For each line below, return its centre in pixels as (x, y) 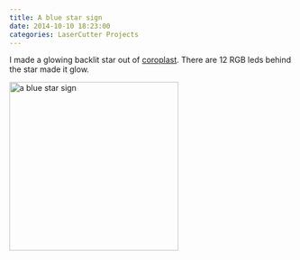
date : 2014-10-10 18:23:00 (60, 26)
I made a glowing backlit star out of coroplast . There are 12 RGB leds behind (150, 60)
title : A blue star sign (56, 18)
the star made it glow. (50, 69)
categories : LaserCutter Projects (74, 34)
